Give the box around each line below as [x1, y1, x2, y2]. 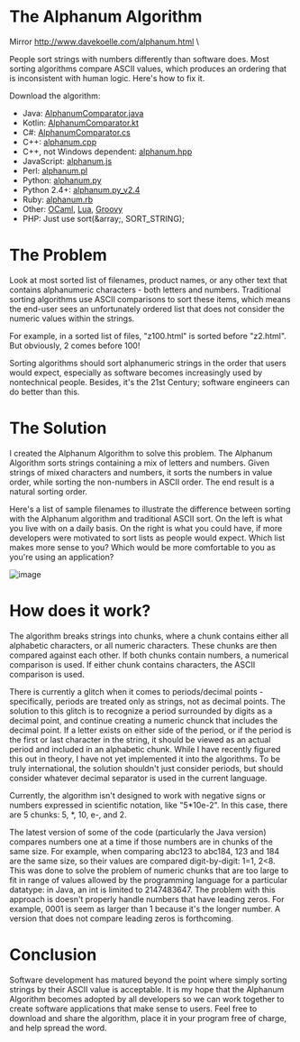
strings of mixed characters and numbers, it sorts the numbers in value [9, 466, 273, 477]
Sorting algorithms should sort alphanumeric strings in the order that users [9, 357, 286, 368]
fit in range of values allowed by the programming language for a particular [9, 874, 288, 885]
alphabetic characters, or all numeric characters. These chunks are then [9, 640, 277, 650]
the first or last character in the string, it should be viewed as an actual [9, 733, 271, 745]
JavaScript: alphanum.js [22, 155, 113, 166]
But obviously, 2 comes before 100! [9, 340, 141, 351]
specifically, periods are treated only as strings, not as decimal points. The [9, 696, 286, 706]
